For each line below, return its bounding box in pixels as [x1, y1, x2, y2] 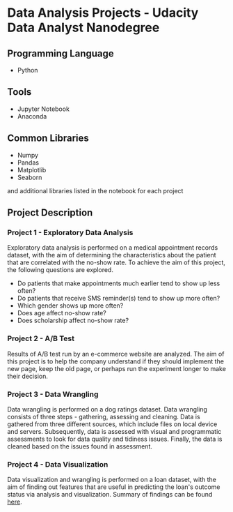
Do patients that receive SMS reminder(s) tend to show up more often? [17, 294, 220, 303]
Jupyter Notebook [17, 105, 70, 113]
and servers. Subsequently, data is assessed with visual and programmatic [7, 427, 222, 435]
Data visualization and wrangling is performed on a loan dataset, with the [7, 476, 217, 484]
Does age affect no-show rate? [17, 309, 106, 317]
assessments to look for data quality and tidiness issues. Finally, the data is [7, 435, 223, 443]
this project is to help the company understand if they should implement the [7, 357, 225, 366]
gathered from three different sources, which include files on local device [7, 420, 218, 428]
